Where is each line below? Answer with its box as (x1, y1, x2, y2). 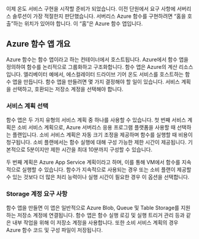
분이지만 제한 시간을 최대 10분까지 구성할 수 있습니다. (29, 146, 153, 153)
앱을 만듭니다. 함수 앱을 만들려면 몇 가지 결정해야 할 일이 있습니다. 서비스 (12, 78, 180, 85)
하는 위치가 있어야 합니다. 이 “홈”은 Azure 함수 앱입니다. (13, 20, 143, 27)
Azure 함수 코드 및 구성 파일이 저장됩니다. (6, 227, 103, 234)
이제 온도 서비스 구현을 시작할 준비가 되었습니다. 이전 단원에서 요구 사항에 (6, 5, 176, 12)
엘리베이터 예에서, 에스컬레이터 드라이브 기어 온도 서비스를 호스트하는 (23, 71, 184, 78)
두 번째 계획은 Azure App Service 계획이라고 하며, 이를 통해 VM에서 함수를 (6, 159, 181, 166)
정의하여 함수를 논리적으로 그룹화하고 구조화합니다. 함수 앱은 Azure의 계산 (6, 63, 178, 70)
